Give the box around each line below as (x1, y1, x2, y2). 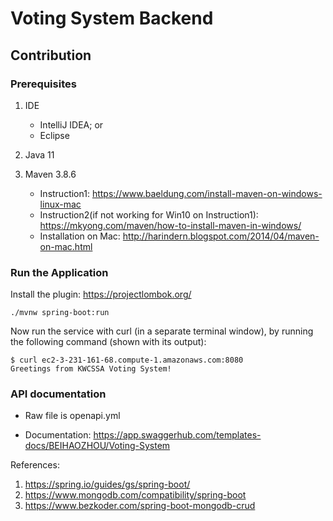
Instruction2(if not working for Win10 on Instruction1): (39, 208, 259, 221)
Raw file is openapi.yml (24, 410, 121, 422)
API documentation (10, 387, 107, 401)
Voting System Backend (10, 7, 214, 30)
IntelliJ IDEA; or (39, 118, 104, 131)
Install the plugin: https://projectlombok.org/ (10, 288, 192, 301)
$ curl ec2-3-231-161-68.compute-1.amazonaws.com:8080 (10, 355, 244, 366)
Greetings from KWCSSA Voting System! (10, 364, 172, 374)
